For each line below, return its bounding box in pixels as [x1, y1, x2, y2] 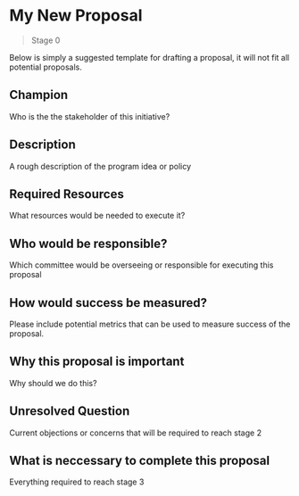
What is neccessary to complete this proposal [9, 453, 270, 468]
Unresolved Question [9, 403, 130, 419]
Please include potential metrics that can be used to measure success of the [9, 318, 291, 329]
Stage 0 [30, 35, 61, 45]
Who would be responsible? [9, 236, 168, 251]
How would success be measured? [9, 295, 208, 310]
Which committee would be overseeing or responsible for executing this [9, 260, 274, 270]
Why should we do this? [9, 377, 97, 388]
